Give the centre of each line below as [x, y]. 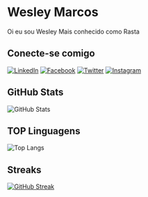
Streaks [24, 169]
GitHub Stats [35, 93]
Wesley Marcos [53, 12]
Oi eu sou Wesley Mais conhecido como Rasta [74, 31]
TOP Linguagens [44, 131]
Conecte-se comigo [51, 53]
